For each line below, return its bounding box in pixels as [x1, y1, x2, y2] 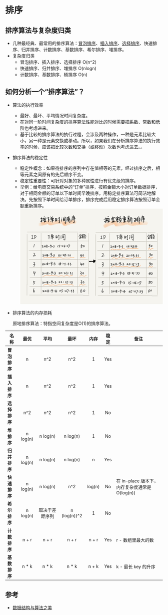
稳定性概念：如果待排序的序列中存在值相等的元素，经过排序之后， [19, 165, 156, 171]
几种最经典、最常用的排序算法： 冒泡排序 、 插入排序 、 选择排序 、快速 [12, 41, 153, 46]
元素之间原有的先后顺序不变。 [24, 171, 86, 177]
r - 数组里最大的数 [116, 537, 154, 543]
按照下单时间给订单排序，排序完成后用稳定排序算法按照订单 [33, 196, 156, 202]
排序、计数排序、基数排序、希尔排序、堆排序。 [29, 47, 126, 53]
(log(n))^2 [61, 513, 82, 519]
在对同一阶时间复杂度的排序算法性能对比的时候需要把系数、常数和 [19, 119, 156, 125]
